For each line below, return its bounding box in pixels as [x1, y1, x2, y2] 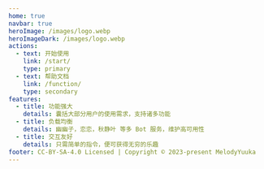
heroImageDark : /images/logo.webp [8, 34, 126, 43]
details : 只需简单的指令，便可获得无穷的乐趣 [23, 140, 159, 149]
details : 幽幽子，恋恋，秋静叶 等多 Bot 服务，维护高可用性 [23, 125, 205, 133]
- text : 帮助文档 [15, 72, 70, 80]
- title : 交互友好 [15, 132, 73, 141]
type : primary [23, 65, 71, 73]
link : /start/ [23, 58, 71, 66]
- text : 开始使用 [15, 50, 70, 58]
